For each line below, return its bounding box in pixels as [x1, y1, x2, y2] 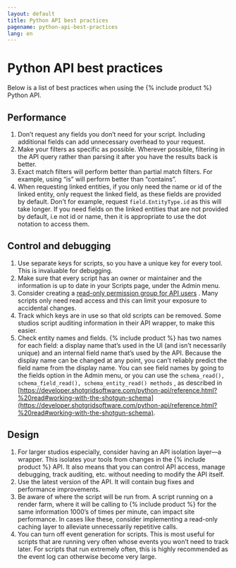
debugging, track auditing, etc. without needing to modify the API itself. [17, 469, 225, 479]
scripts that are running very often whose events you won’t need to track [17, 537, 229, 545]
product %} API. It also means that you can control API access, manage [17, 462, 225, 471]
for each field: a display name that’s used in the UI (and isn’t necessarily [17, 341, 227, 349]
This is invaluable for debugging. [17, 266, 113, 274]
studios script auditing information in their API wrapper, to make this [17, 318, 215, 327]
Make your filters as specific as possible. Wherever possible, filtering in [17, 145, 225, 153]
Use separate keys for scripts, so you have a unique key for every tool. [17, 258, 223, 267]
